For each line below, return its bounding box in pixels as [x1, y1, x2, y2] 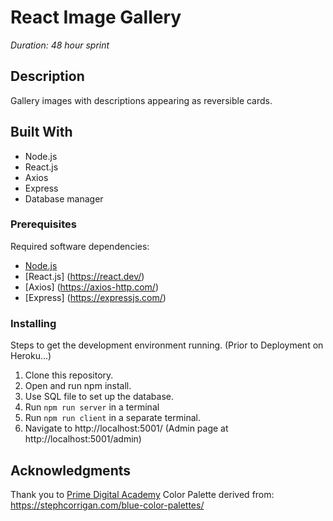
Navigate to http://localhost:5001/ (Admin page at [24, 422, 229, 435]
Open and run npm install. [24, 380, 132, 392]
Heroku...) [10, 350, 52, 362]
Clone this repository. [24, 369, 114, 381]
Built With [10, 124, 73, 141]
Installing [10, 316, 57, 330]
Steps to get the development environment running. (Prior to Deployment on [10, 339, 324, 351]
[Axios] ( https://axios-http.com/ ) [24, 281, 160, 293]
